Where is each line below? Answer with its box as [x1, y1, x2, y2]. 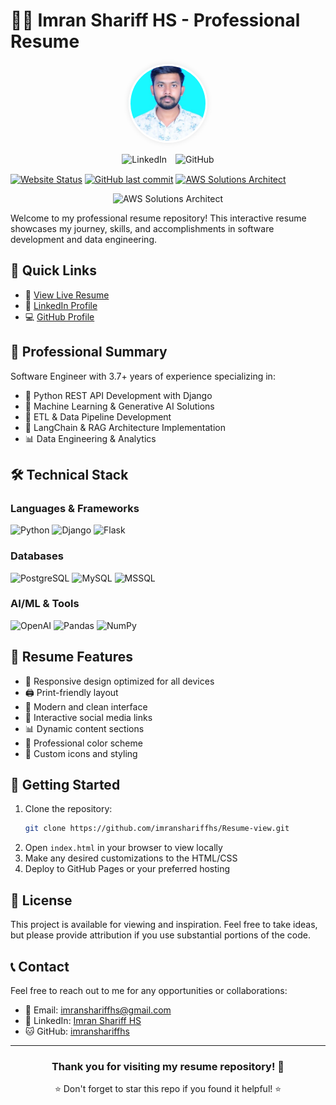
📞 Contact [10, 958, 70, 975]
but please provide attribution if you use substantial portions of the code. [10, 929, 311, 941]
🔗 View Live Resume [24, 289, 110, 301]
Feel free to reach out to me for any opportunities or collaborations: [10, 984, 288, 996]
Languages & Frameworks [10, 501, 140, 515]
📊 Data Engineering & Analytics [24, 432, 157, 444]
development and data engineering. [10, 233, 158, 245]
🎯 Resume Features [10, 649, 133, 666]
